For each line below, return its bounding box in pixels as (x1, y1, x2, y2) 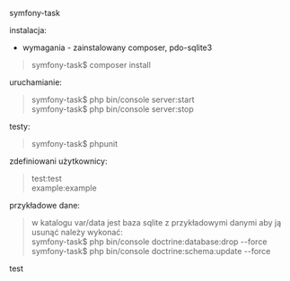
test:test (31, 174, 62, 183)
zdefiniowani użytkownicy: (9, 156, 108, 166)
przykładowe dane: (9, 200, 81, 210)
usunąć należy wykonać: (31, 227, 124, 237)
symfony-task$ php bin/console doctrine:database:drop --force (31, 236, 268, 247)
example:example (31, 183, 97, 193)
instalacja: (9, 25, 48, 35)
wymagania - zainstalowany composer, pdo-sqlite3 (22, 42, 213, 53)
